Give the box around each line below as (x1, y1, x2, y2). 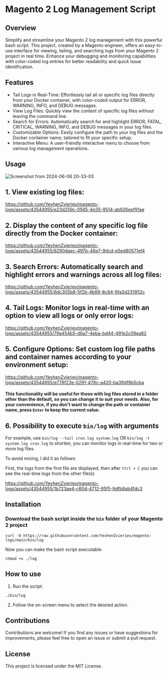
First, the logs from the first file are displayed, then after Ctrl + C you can (5, 465, 158, 471)
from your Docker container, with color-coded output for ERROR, (12, 97, 147, 103)
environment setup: (5, 360, 69, 369)
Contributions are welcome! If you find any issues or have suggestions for (5, 630, 158, 636)
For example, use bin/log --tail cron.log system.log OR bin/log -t (5, 435, 150, 441)
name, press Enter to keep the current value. (5, 407, 100, 413)
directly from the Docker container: (5, 229, 118, 237)
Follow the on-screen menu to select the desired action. (12, 601, 129, 608)
